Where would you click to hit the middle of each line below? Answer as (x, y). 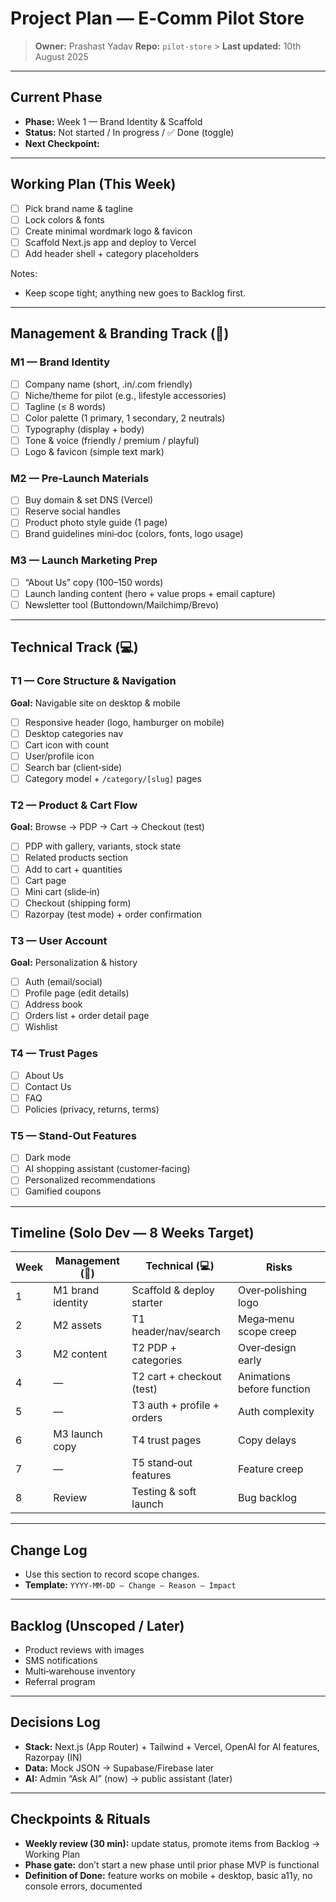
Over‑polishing (272, 1290)
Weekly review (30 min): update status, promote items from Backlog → (172, 1843)
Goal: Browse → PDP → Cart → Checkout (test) (107, 827)
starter (147, 1303)
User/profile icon (59, 756)
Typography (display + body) (84, 429)
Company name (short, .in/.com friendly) (108, 384)
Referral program (60, 1681)
